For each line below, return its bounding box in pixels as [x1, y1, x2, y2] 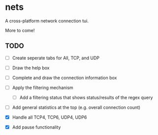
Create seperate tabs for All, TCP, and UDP [12, 55, 100, 61]
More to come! [5, 27, 35, 33]
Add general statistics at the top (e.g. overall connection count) [12, 104, 141, 110]
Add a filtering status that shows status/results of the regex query [19, 94, 153, 100]
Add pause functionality [12, 124, 61, 130]
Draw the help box [12, 65, 50, 71]
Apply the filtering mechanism [12, 85, 74, 90]
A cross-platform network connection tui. [5, 18, 89, 24]
